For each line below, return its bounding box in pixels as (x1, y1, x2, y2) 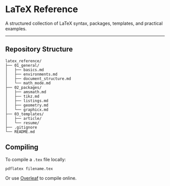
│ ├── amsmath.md (5, 89, 47, 95)
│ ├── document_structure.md (5, 76, 71, 81)
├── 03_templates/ (5, 111, 44, 117)
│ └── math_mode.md (5, 80, 51, 85)
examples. (5, 25, 27, 31)
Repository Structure (5, 45, 73, 54)
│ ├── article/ (5, 116, 42, 121)
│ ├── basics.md (5, 67, 44, 72)
